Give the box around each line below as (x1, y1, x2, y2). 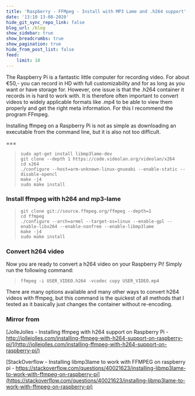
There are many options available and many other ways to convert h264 (6, 289, 179, 296)
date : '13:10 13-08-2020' (6, 14, 69, 20)
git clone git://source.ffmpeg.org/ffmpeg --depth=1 (20, 208, 152, 214)
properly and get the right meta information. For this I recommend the (6, 105, 173, 112)
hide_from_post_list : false (6, 47, 75, 53)
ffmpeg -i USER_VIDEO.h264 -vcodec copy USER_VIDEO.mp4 (20, 278, 159, 284)
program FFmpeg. (6, 110, 50, 117)
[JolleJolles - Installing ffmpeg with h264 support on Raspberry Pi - (6, 328, 169, 336)
